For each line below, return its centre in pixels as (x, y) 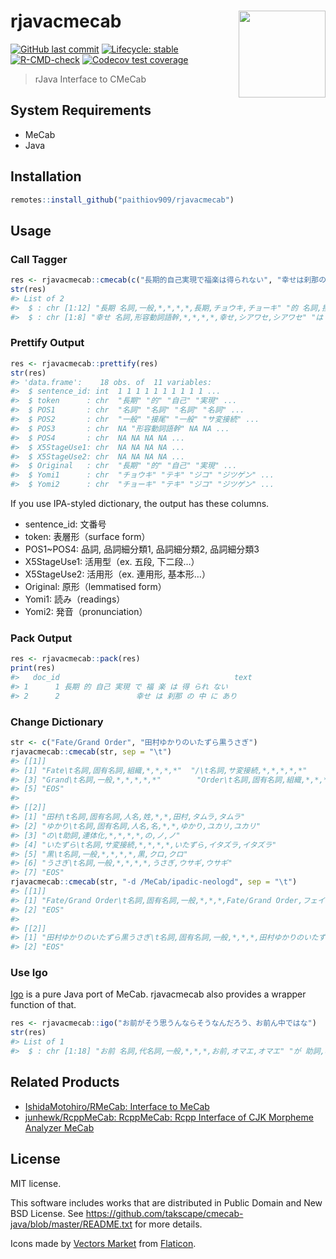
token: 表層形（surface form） (87, 537)
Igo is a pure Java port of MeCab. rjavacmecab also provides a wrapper (158, 994)
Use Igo (29, 973)
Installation (46, 176)
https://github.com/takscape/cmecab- (164, 1213)
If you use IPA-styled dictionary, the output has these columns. (140, 504)
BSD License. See (47, 1213)
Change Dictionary (57, 722)
